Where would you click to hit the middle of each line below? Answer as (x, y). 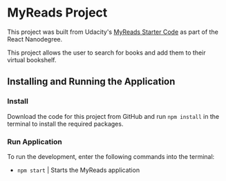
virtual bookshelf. (32, 59)
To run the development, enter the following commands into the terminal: (111, 156)
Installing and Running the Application (91, 82)
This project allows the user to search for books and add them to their (106, 53)
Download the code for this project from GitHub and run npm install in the (113, 116)
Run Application (35, 142)
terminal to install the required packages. (65, 124)
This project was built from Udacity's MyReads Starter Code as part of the (113, 32)
